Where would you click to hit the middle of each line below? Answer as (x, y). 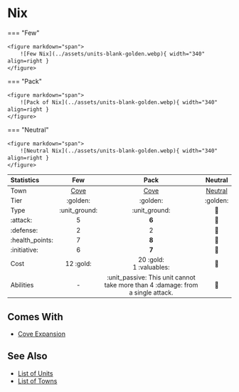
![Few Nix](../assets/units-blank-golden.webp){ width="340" (112, 54)
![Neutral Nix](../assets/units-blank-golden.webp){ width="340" (119, 151)
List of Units (35, 373)
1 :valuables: (151, 267)
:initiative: (25, 250)
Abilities (22, 285)
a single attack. (151, 292)
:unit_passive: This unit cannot (151, 277)
